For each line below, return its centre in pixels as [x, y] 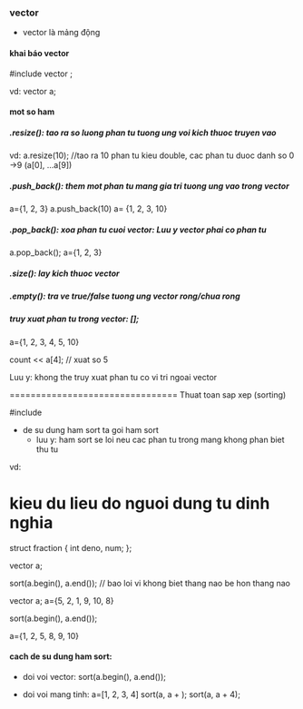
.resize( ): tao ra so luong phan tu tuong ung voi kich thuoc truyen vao [143, 133]
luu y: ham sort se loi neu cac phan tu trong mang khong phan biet [160, 439]
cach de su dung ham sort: [61, 656]
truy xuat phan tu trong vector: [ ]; [74, 319]
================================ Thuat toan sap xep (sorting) [148, 394]
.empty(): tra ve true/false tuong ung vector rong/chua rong [125, 296]
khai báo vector [39, 53]
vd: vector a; [33, 91]
